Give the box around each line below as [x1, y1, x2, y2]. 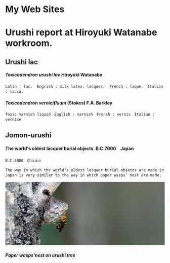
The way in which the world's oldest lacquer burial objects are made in [5, 167, 164, 173]
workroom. [5, 37, 53, 49]
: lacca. [5, 89, 24, 94]
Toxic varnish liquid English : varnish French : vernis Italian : [5, 112, 155, 117]
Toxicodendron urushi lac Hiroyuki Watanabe [5, 72, 103, 78]
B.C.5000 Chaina [5, 158, 41, 163]
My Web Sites [5, 4, 65, 15]
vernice [5, 117, 22, 122]
